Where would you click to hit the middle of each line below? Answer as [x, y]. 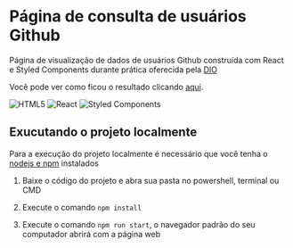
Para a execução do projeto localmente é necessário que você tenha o [139, 153]
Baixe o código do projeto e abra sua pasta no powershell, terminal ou [151, 180]
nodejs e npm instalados [54, 163]
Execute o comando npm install [82, 207]
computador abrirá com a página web [91, 234]
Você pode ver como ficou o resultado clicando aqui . [106, 87]
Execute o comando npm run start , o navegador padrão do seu [138, 224]
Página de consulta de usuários [128, 17]
